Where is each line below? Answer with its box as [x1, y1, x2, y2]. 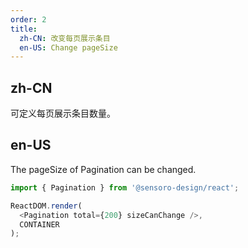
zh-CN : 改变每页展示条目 [19, 33, 111, 43]
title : [10, 24, 38, 34]
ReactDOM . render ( [10, 201, 83, 211]
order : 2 [10, 14, 47, 25]
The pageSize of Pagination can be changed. [10, 163, 197, 175]
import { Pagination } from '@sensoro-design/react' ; [10, 182, 240, 193]
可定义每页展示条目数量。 [10, 107, 116, 120]
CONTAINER [19, 219, 60, 230]
